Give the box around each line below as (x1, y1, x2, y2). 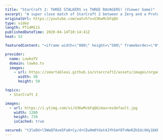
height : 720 (14, 115, 38, 120)
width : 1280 (14, 110, 38, 115)
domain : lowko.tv (9, 61, 45, 66)
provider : (5, 52, 25, 56)
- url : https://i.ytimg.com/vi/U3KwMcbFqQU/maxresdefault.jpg (9, 105, 138, 110)
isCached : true (14, 119, 45, 124)
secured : (5, 128, 23, 133)
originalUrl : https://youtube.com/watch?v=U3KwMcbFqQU (5, 16, 118, 21)
